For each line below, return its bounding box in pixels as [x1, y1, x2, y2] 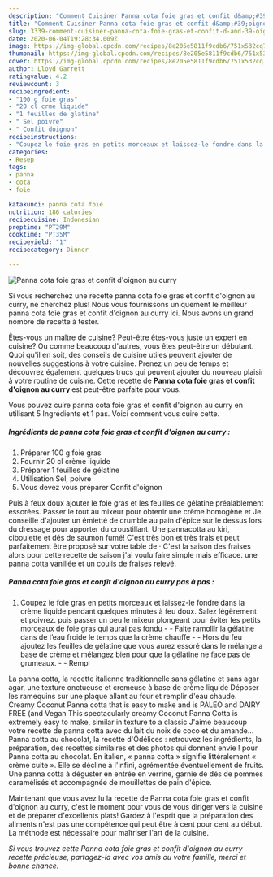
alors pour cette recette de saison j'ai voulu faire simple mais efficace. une [8, 549, 258, 559]
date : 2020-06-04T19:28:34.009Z [8, 34, 118, 43]
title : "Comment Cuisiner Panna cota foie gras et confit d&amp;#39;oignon [8, 20, 271, 28]
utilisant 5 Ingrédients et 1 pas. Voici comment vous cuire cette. [8, 408, 220, 419]
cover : [8, 58, 31, 66]
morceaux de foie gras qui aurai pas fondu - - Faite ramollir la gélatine [19, 623, 255, 633]
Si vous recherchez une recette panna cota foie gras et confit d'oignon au [8, 290, 256, 301]
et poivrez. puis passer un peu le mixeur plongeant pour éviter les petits [19, 614, 262, 624]
